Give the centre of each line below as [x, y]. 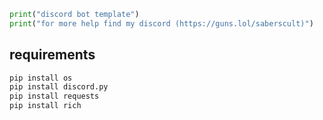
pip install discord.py [59, 87]
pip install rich [45, 106]
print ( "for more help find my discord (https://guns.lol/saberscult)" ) [161, 23]
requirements [52, 55]
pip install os [41, 78]
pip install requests [54, 96]
